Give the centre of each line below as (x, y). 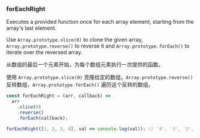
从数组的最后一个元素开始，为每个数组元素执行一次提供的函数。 (85, 65)
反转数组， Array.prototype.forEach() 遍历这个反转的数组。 (80, 84)
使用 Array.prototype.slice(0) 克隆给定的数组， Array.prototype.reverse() (100, 77)
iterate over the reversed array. (44, 52)
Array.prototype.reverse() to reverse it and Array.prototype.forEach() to (98, 46)
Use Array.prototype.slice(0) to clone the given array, (75, 40)
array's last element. (31, 28)
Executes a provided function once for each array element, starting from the (100, 22)
